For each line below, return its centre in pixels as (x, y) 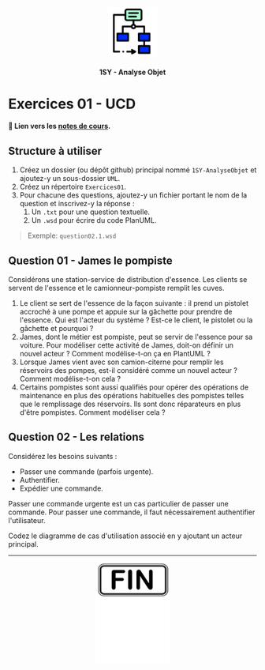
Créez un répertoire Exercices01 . (73, 187)
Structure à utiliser (55, 151)
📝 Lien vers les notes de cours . (60, 126)
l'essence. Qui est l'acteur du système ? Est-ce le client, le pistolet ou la (136, 320)
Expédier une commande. (62, 488)
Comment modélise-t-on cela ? (70, 379)
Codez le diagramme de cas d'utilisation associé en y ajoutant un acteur (125, 536)
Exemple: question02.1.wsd (72, 235)
